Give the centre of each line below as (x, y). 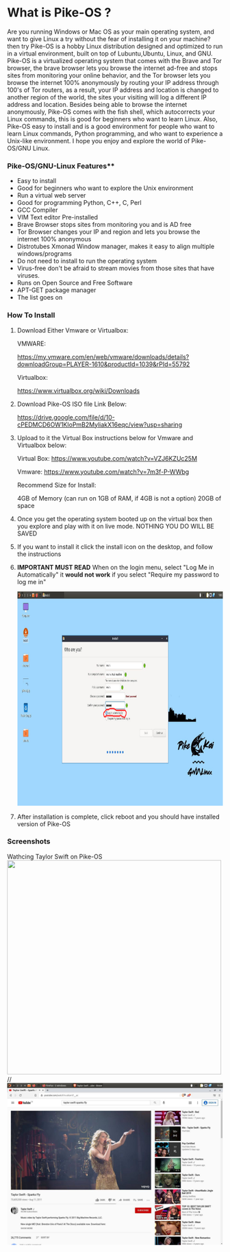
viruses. (28, 276)
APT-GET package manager (56, 290)
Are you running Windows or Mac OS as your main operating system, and (111, 32)
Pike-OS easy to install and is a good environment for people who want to (111, 126)
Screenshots (29, 841)
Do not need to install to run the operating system (87, 261)
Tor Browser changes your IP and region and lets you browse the (108, 232)
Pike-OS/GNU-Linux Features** (61, 166)
